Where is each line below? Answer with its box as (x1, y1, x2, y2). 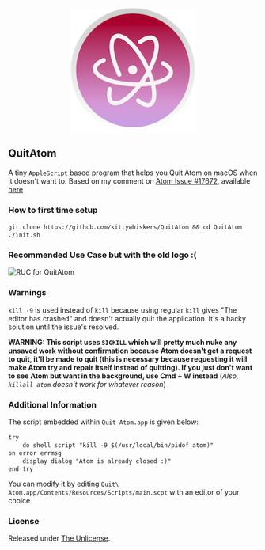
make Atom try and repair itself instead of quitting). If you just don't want (8, 362, 253, 372)
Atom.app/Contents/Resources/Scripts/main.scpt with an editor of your (8, 487, 240, 497)
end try (8, 465, 34, 473)
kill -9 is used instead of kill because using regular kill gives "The (8, 305, 237, 315)
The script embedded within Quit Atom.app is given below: (8, 417, 199, 427)
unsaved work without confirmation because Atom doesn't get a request (8, 346, 252, 355)
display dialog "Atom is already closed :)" (22, 457, 172, 465)
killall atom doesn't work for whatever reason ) (8, 379, 166, 389)
